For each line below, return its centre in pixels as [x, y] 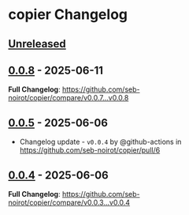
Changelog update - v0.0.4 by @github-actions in [100, 142]
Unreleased [37, 44]
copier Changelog [68, 15]
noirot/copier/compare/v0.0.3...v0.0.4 [69, 202]
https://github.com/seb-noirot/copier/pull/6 [90, 150]
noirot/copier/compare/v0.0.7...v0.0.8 [69, 98]
